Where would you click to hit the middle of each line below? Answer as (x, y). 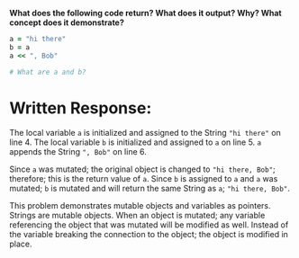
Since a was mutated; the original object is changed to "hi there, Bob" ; (143, 169)
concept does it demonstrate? (67, 22)
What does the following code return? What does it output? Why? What (145, 13)
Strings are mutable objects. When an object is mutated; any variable (137, 216)
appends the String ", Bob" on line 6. (78, 152)
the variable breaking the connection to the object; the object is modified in (149, 235)
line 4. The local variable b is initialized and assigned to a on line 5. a (136, 142)
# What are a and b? (48, 72)
